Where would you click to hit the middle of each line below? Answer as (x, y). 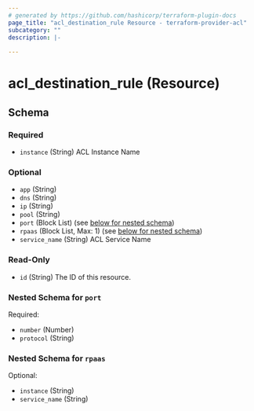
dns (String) (38, 198)
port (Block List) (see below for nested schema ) (97, 223)
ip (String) (36, 206)
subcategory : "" (34, 30)
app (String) (38, 189)
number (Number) (47, 329)
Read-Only (29, 260)
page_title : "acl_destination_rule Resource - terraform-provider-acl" (127, 23)
